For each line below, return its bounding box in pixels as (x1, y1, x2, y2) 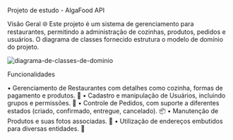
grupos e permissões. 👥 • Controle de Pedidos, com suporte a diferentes (7, 99, 220, 107)
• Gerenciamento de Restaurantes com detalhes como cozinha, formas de (7, 84, 224, 92)
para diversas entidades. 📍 (7, 124, 85, 133)
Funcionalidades (7, 70, 55, 78)
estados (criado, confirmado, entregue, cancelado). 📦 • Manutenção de (7, 107, 219, 115)
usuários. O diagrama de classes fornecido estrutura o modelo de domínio (7, 35, 224, 43)
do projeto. (7, 42, 40, 51)
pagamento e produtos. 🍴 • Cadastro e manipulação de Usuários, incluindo (7, 91, 226, 100)
